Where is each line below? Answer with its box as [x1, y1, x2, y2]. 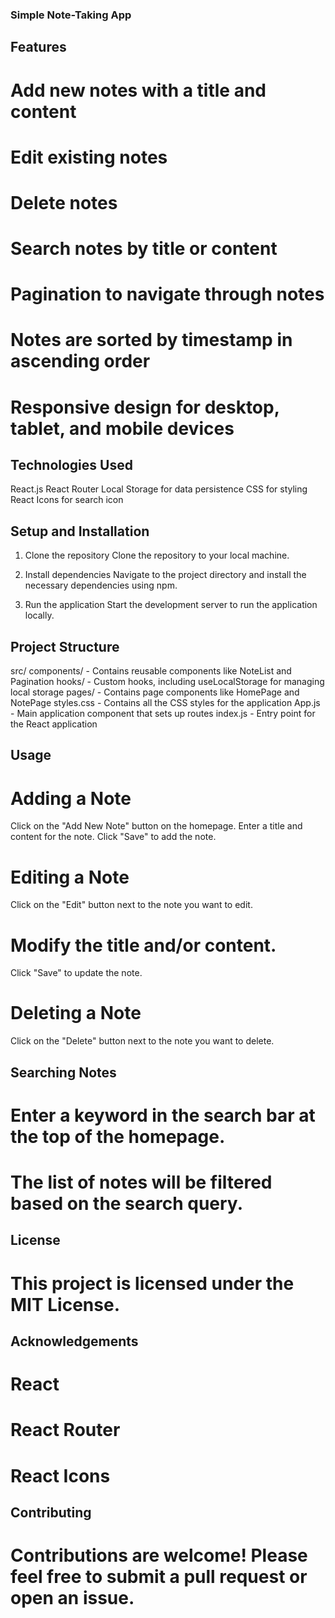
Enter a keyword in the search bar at [10, 1104, 316, 1127]
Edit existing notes [10, 146, 168, 168]
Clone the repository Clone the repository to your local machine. [24, 549, 290, 562]
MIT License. [10, 1293, 120, 1316]
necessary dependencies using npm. [24, 579, 178, 592]
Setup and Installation [10, 523, 150, 540]
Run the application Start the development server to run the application [24, 599, 318, 611]
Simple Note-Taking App [10, 8, 132, 22]
